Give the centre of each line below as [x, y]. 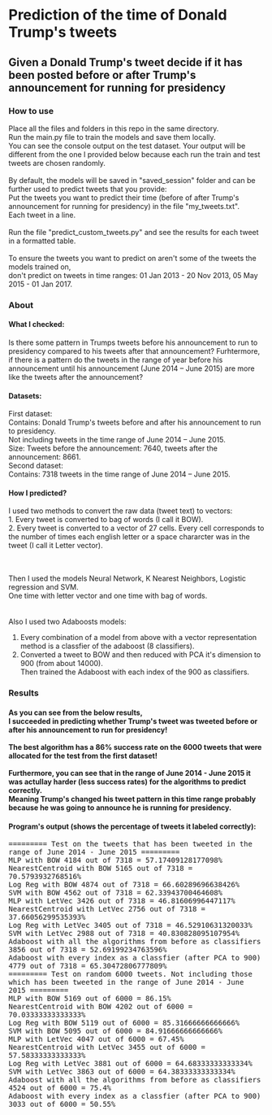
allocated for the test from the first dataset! [83, 756]
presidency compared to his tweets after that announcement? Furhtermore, [134, 351]
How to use [31, 111]
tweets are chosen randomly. [57, 163]
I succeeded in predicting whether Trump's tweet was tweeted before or [133, 721]
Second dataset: [36, 466]
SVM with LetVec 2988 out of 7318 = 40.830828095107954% [124, 934]
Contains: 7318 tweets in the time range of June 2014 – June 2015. [119, 474]
